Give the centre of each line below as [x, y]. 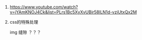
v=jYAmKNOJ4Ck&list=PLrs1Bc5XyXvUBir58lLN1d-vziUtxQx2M [73, 12]
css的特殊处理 [24, 22]
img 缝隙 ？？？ [25, 32]
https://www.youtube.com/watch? [44, 7]
